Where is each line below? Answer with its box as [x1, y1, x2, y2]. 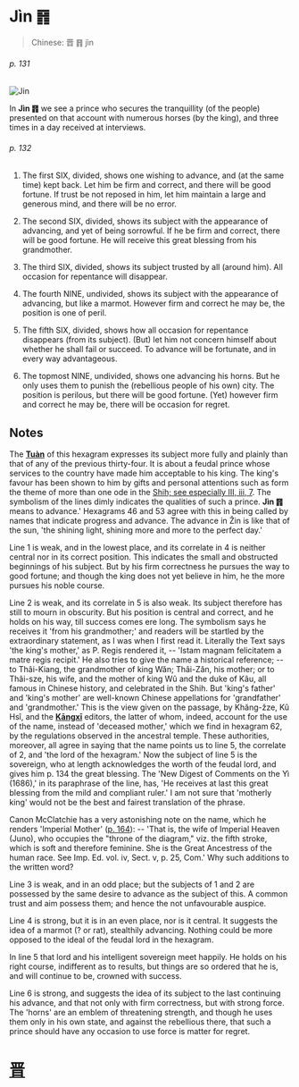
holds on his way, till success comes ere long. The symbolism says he [9, 617, 267, 628]
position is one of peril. [21, 308, 107, 318]
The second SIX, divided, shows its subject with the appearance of [21, 216, 269, 227]
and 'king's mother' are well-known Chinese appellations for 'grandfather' [9, 693, 281, 704]
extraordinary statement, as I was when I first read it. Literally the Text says [9, 636, 286, 646]
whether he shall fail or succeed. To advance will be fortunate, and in [21, 344, 277, 355]
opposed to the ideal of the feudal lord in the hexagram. [9, 934, 214, 945]
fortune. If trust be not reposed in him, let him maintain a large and [21, 190, 266, 200]
